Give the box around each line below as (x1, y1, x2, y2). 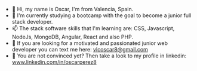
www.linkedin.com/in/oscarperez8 (11, 59, 97, 65)
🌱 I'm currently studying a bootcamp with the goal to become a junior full (11, 12, 192, 19)
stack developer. (11, 18, 53, 25)
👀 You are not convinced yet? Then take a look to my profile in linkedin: (11, 52, 187, 59)
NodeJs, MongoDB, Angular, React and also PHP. (11, 33, 133, 40)
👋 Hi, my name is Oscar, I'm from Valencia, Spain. (11, 6, 134, 12)
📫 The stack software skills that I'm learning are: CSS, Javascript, (11, 25, 175, 32)
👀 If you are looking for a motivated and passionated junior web (11, 40, 168, 47)
